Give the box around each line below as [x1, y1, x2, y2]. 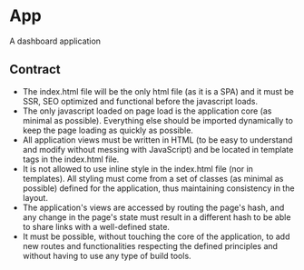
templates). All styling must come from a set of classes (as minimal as [22, 173, 284, 184]
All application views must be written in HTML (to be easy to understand [22, 134, 293, 145]
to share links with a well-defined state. [22, 221, 171, 232]
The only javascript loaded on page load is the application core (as [22, 105, 272, 116]
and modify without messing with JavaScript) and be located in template [22, 144, 294, 155]
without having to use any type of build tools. [22, 250, 192, 261]
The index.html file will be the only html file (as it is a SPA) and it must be [22, 85, 295, 96]
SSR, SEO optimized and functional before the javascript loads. [22, 95, 259, 106]
